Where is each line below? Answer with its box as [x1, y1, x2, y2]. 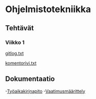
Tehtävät [5, 24, 34, 32]
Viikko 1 [5, 39, 25, 46]
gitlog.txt [5, 50, 24, 56]
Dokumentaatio [5, 75, 55, 83]
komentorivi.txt [5, 60, 37, 66]
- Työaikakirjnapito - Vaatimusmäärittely [5, 88, 85, 94]
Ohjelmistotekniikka [5, 4, 91, 15]
